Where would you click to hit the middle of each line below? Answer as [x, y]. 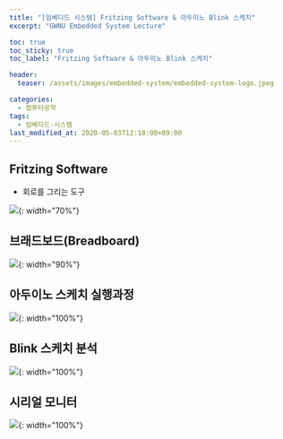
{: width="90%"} [49, 264]
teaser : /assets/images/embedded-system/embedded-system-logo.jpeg [146, 83]
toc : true [28, 42]
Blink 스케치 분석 [54, 349]
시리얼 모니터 [43, 402]
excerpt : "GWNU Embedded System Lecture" [88, 26]
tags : [19, 116]
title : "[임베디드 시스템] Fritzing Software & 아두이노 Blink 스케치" [133, 17]
